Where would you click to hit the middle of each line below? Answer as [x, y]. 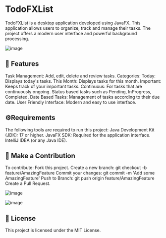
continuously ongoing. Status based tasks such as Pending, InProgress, [78, 91]
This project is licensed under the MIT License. [53, 230]
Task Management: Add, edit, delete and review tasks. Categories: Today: [81, 76]
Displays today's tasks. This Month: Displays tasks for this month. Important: [83, 81]
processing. [17, 39]
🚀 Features [22, 64]
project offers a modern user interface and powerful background [71, 33]
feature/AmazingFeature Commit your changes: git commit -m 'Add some [80, 173]
